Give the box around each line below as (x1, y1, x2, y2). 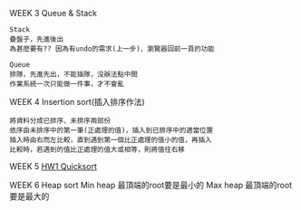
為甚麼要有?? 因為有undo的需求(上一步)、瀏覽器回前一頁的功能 (9, 44, 215, 53)
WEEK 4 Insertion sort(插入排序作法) (9, 97, 145, 107)
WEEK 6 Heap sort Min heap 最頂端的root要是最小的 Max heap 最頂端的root (9, 180, 293, 190)
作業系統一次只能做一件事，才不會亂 (9, 80, 125, 89)
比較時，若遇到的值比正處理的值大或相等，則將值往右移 (9, 145, 186, 154)
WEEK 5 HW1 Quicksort (9, 161, 97, 171)
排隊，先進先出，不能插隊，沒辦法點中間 (9, 70, 138, 79)
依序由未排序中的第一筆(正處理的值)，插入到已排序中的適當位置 (9, 126, 214, 135)
